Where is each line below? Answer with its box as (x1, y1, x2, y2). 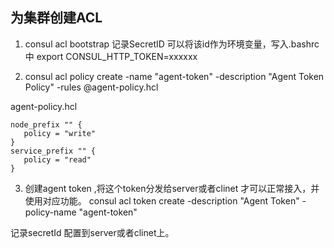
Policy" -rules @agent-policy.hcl (24, 81, 159, 93)
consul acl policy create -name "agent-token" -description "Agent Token (24, 70, 325, 82)
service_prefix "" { (10, 146, 97, 156)
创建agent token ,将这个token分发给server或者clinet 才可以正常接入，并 (24, 182, 320, 194)
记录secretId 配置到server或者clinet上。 (10, 226, 175, 238)
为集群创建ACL (10, 9, 103, 27)
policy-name (24, 206, 77, 218)
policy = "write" (23, 128, 97, 138)
